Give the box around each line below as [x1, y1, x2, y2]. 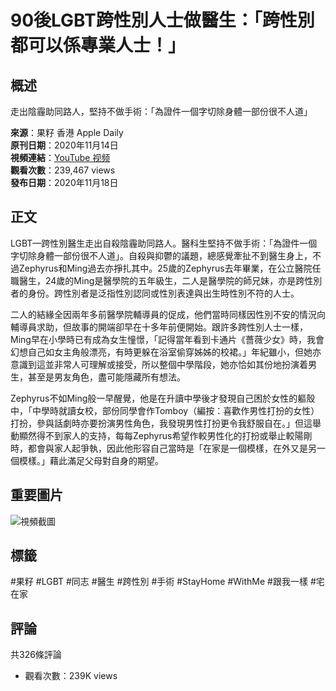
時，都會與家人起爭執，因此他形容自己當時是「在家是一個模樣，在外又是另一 [10, 442, 326, 454]
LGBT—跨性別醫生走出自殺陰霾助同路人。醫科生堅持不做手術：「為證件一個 [10, 237, 318, 249]
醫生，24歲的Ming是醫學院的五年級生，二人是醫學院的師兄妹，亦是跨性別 [18, 274, 323, 286]
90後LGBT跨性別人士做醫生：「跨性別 [10, 9, 315, 32]
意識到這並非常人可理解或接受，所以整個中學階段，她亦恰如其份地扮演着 [10, 358, 308, 370]
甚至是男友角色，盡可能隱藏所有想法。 [27, 371, 186, 383]
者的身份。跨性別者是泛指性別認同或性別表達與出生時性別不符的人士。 [10, 287, 300, 299]
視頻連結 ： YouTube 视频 [10, 152, 111, 163]
